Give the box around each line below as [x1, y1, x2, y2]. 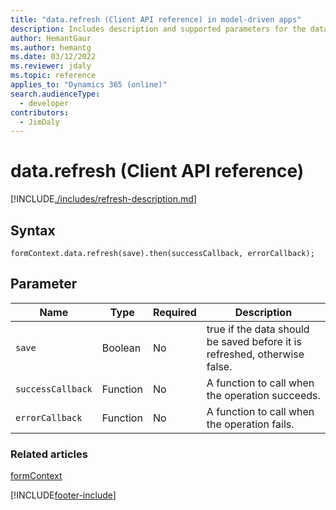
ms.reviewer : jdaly [10, 61, 92, 71]
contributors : [10, 107, 70, 118]
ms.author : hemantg [10, 42, 92, 53]
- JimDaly [19, 117, 60, 127]
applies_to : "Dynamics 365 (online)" [10, 80, 168, 90]
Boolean [101, 341, 142, 355]
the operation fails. [206, 417, 295, 431]
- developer [19, 98, 70, 108]
